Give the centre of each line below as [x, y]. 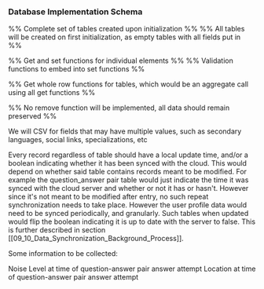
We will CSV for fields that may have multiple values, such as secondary [125, 131]
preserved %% [33, 116]
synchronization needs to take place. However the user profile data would [128, 205]
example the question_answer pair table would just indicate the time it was [128, 180]
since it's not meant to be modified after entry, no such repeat [108, 197]
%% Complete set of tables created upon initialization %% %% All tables [126, 29]
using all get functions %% [52, 93]
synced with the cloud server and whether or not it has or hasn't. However [128, 188]
